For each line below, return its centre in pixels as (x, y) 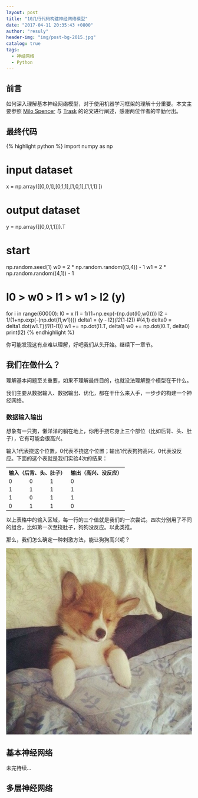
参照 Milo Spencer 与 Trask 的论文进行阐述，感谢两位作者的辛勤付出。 (96, 111)
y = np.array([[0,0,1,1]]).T (36, 227)
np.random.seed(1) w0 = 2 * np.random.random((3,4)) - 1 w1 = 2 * (86, 267)
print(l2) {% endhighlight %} (40, 332)
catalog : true (24, 44)
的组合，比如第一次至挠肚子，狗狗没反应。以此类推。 (71, 527)
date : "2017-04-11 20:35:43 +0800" (50, 25)
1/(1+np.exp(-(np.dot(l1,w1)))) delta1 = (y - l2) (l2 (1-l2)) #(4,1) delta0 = (89, 320)
